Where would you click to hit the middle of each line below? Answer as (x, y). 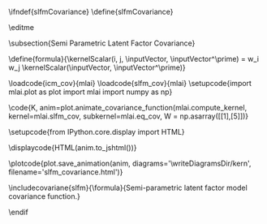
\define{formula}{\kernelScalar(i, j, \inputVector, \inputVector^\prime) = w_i (134, 59)
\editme (22, 27)
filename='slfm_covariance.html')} (66, 172)
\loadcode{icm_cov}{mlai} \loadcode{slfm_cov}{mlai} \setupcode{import (130, 83)
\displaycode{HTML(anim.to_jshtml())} (73, 148)
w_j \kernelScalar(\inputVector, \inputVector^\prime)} (97, 67)
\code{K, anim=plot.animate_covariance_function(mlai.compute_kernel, (128, 108)
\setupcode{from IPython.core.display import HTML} (97, 132)
